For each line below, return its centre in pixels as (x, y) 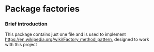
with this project (21, 45)
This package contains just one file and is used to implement (65, 34)
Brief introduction (26, 24)
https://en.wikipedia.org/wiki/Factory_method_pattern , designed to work (77, 39)
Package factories (42, 9)
